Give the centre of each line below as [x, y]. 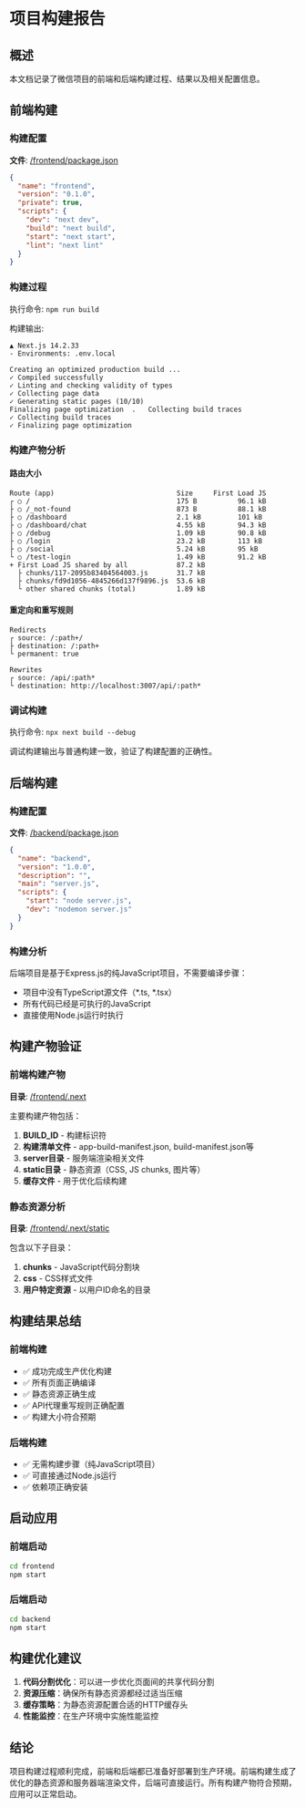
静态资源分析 [38, 1206]
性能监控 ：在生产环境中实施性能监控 [91, 1716]
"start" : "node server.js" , [79, 901]
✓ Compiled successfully [56, 377]
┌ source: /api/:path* [52, 677]
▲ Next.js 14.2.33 [44, 346]
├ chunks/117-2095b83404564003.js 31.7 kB [112, 573]
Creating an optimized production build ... [95, 369]
